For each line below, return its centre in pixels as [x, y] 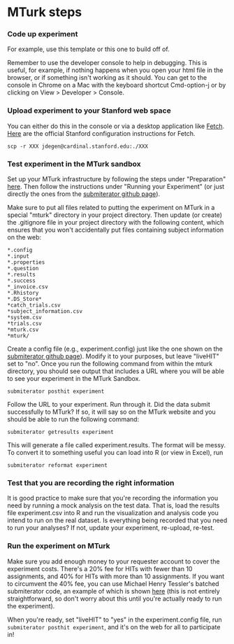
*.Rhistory [23, 293]
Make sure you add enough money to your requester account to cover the [114, 561]
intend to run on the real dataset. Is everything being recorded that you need [117, 520]
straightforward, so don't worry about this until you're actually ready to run [115, 598]
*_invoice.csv [28, 287]
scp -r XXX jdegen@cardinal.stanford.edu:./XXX [78, 146]
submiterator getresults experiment [60, 432]
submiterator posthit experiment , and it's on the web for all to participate [114, 626]
